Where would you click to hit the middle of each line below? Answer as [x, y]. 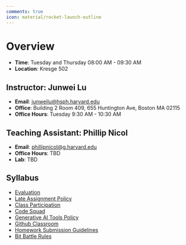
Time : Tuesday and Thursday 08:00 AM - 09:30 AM [78, 63]
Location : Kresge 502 [41, 69]
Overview [30, 46]
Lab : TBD [26, 159]
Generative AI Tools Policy [47, 217]
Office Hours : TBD [37, 153]
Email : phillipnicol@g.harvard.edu [56, 147]
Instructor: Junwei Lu [46, 87]
